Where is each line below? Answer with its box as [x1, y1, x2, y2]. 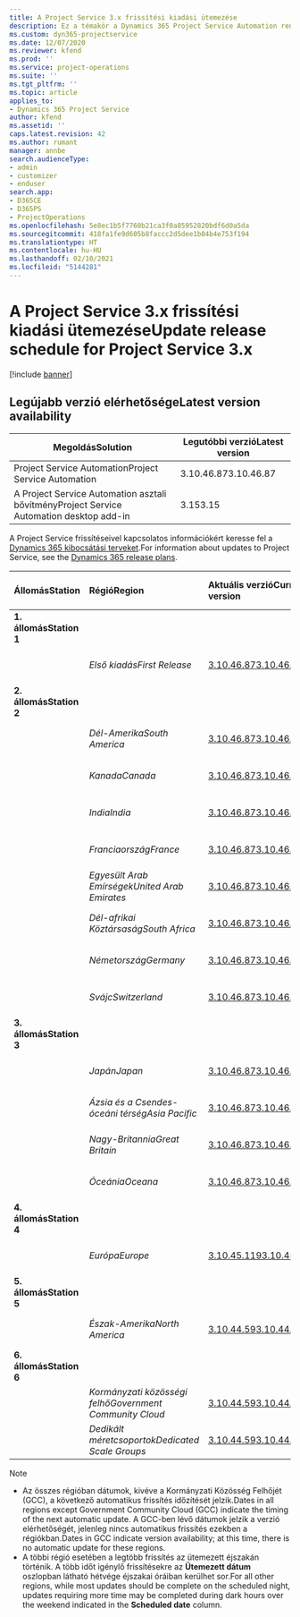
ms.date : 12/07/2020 [9, 38, 87, 47]
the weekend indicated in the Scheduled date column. [21, 1599, 223, 1610]
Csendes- [135, 1095, 179, 1108]
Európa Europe [88, 1249, 150, 1262]
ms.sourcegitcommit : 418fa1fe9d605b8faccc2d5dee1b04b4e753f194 [9, 229, 250, 238]
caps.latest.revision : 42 [9, 130, 105, 139]
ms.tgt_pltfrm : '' [9, 80, 78, 89]
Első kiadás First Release [88, 659, 192, 671]
